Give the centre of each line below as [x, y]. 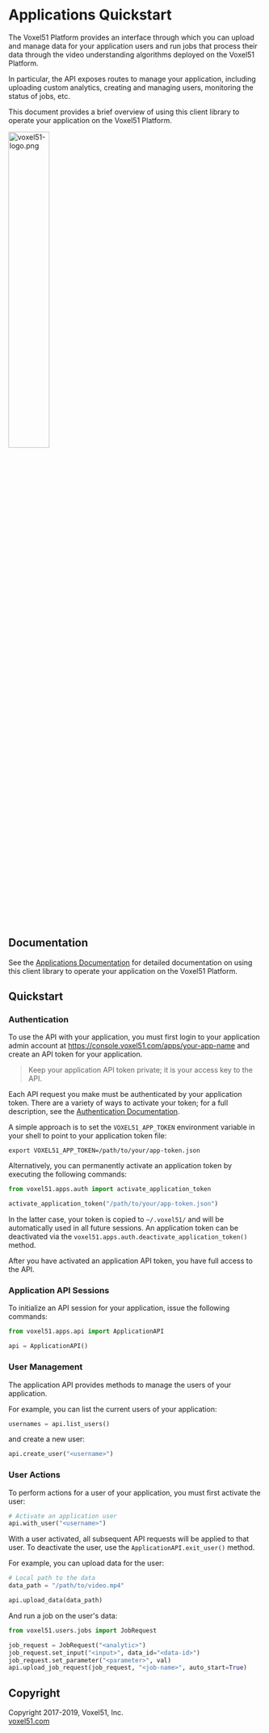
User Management [46, 1367]
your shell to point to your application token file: [88, 1136]
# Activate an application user [63, 1516]
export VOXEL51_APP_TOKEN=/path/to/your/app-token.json [104, 1151]
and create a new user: [46, 1439]
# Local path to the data [52, 1578]
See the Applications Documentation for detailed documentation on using [130, 963]
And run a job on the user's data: [63, 1616]
